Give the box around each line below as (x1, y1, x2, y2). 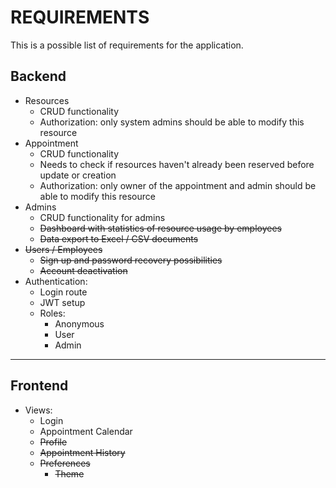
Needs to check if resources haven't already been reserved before (39, 158, 315, 170)
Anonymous (54, 317, 105, 330)
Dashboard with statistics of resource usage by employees (39, 222, 282, 234)
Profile (39, 436, 68, 448)
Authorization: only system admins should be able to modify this (39, 116, 305, 128)
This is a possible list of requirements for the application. (10, 39, 244, 51)
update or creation (39, 169, 117, 181)
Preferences (39, 457, 91, 469)
